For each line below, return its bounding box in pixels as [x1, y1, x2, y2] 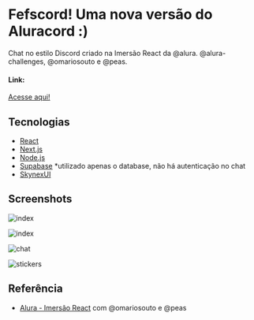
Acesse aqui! [8, 92, 50, 102]
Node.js [19, 152, 46, 162]
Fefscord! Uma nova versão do [8, 6, 213, 24]
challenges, [8, 57, 46, 66]
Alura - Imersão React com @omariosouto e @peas [19, 303, 187, 312]
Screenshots [8, 192, 73, 206]
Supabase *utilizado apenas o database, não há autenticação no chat [19, 161, 246, 170]
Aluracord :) [8, 22, 88, 40]
